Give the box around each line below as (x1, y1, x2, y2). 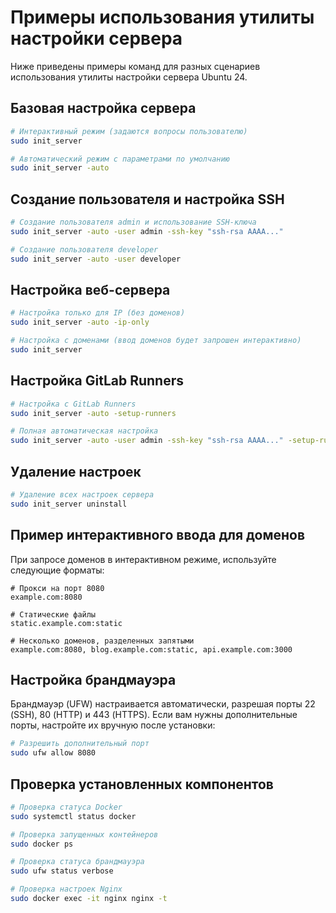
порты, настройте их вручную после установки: (10, 719, 216, 731)
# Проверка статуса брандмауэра (10, 857, 145, 867)
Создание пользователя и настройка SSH (10, 191, 285, 208)
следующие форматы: (10, 564, 105, 576)
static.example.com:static (10, 618, 123, 628)
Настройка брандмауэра (10, 671, 177, 688)
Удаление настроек (10, 463, 142, 480)
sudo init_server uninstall (10, 499, 128, 509)
